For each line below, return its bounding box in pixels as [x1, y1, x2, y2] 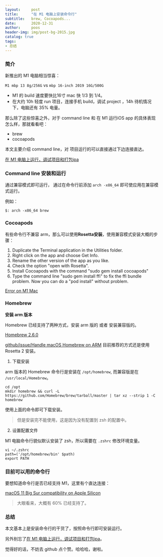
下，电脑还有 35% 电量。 [12, 105, 63, 110]
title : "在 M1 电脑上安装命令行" [5, 12, 77, 17]
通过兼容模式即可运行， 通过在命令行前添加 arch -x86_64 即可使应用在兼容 [5, 182, 154, 188]
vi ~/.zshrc [5, 448, 29, 452]
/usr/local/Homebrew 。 [5, 375, 51, 381]
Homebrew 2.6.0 [5, 332, 39, 338]
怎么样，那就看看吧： [5, 121, 48, 127]
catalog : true [5, 35, 34, 40]
